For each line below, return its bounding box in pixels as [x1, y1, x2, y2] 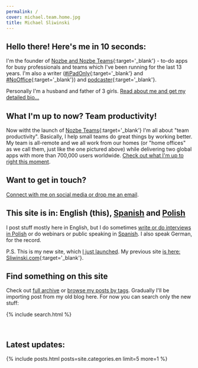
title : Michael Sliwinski [6, 20, 70, 25]
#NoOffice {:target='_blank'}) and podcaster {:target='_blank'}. [6, 76, 157, 83]
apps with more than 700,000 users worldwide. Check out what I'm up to [6, 152, 184, 159]
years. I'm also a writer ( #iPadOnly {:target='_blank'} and [6, 70, 144, 77]
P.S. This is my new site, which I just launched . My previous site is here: [6, 248, 181, 255]
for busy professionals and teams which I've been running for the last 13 [6, 63, 182, 71]
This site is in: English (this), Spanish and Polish [6, 208, 186, 218]
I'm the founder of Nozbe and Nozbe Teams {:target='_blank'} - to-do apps [6, 57, 188, 64]
